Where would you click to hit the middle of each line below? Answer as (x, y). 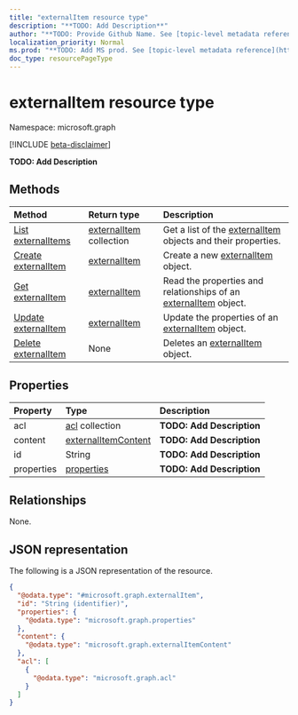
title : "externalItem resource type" (79, 17)
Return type (114, 214)
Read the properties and (213, 281)
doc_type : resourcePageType (61, 59)
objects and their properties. (222, 241)
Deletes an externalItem (212, 343)
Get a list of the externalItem (222, 229)
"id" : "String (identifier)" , (73, 604)
